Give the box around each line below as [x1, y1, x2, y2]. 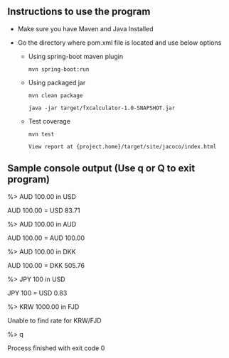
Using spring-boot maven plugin [28, 52, 123, 60]
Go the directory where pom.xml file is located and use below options [17, 38, 222, 47]
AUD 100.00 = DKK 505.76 [7, 261, 85, 269]
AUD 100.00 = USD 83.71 [7, 206, 80, 215]
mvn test [28, 131, 55, 138]
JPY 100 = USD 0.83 [7, 288, 68, 297]
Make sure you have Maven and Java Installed [17, 24, 154, 33]
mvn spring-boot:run [28, 65, 90, 73]
